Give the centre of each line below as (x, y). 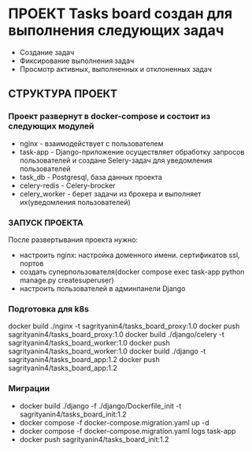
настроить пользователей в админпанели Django (102, 288)
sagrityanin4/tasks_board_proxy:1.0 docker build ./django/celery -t (116, 334)
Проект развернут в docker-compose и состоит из (109, 117)
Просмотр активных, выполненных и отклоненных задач (116, 69)
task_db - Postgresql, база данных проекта (91, 177)
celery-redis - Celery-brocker (67, 185)
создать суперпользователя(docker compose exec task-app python (132, 271)
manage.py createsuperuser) (67, 280)
